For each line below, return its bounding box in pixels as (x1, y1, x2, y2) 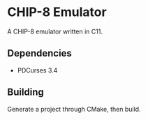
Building (7, 87, 44, 98)
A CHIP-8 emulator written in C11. (7, 27, 103, 36)
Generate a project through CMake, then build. (7, 105, 141, 113)
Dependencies (7, 47, 72, 59)
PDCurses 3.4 (17, 66, 58, 74)
